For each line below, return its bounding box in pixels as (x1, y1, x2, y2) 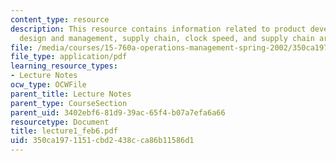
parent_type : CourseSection (10, 98, 128, 108)
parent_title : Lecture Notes (10, 89, 132, 99)
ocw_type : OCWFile (10, 80, 87, 90)
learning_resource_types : (10, 61, 118, 71)
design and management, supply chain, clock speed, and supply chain (19, 33, 315, 43)
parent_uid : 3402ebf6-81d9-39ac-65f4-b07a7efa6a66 (10, 107, 226, 118)
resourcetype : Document (10, 117, 110, 127)
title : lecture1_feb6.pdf (10, 126, 118, 136)
